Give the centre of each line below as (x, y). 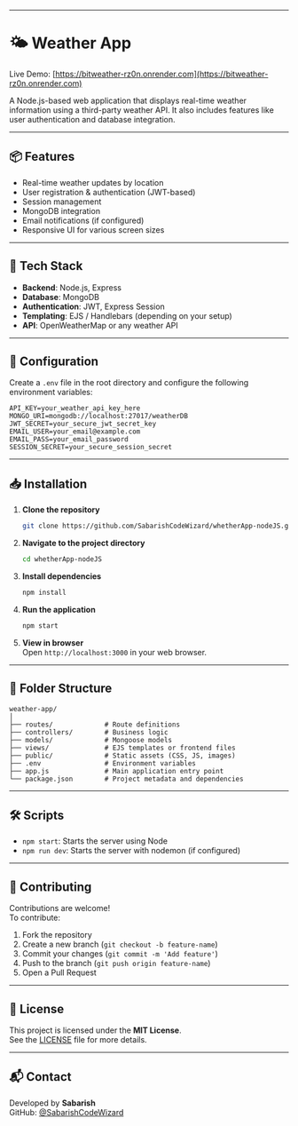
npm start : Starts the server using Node (95, 841)
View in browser (53, 642)
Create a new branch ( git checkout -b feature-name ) (120, 944)
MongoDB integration (61, 210)
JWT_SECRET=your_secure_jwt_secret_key (83, 424)
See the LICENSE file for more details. (78, 1039)
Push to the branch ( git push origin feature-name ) (116, 963)
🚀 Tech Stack (46, 266)
